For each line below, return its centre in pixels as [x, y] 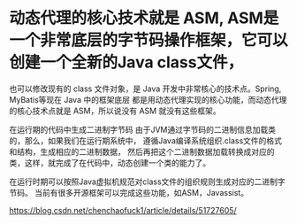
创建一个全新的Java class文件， [126, 62]
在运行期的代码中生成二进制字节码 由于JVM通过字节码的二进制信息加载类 [143, 129]
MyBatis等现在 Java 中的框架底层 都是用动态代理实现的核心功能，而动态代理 [148, 99]
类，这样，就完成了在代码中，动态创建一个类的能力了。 [110, 162]
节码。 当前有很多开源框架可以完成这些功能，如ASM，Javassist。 [129, 192]
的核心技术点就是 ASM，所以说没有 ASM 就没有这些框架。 [115, 111]
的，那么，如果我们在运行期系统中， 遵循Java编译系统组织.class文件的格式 [146, 140]
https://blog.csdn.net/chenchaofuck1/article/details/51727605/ [123, 210]
